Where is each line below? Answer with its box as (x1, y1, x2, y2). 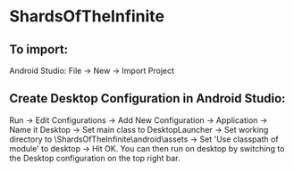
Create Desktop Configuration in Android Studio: (9, 91, 286, 106)
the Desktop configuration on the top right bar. (9, 152, 181, 163)
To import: (9, 42, 69, 57)
